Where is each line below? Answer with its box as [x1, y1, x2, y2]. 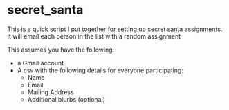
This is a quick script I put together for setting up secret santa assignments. [7, 25, 223, 33]
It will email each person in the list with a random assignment [7, 32, 181, 40]
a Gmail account [17, 58, 64, 67]
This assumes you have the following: [7, 45, 115, 54]
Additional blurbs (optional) [27, 95, 106, 103]
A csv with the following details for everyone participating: [17, 66, 183, 74]
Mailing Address [27, 88, 74, 96]
